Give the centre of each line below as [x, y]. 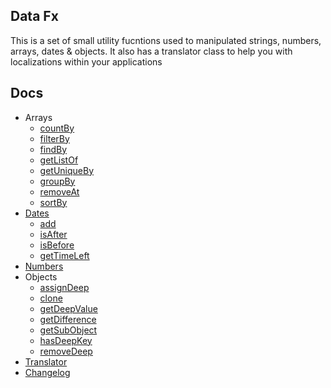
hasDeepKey [66, 340]
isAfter [53, 234]
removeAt [59, 191]
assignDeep [64, 287]
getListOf [59, 160]
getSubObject [68, 330]
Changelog [47, 372]
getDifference [68, 319]
